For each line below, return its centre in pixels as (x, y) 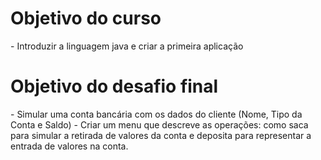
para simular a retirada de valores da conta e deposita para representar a (161, 135)
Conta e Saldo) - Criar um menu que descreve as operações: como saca (159, 124)
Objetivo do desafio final (114, 86)
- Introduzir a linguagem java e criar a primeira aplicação (127, 46)
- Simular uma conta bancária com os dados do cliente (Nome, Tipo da (156, 114)
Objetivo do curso (86, 18)
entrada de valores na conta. (69, 146)
